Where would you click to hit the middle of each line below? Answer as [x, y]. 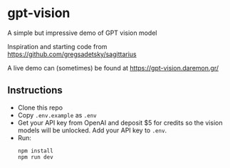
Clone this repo [40, 107]
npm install [35, 151]
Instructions [35, 90]
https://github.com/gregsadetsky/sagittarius [72, 54]
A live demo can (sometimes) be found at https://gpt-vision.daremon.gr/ [113, 68]
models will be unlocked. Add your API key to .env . [92, 130]
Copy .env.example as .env [57, 115]
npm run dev [35, 157]
